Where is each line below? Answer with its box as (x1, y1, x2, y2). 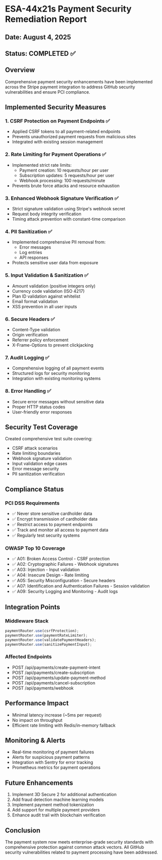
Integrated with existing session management (12, 139, 103, 145)
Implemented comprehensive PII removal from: (12, 239, 106, 245)
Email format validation (12, 298, 58, 304)
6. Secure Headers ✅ (5, 316, 55, 322)
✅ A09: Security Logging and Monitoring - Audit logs (12, 589, 118, 594)
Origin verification (12, 332, 49, 337)
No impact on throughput (12, 717, 63, 723)
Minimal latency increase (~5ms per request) (12, 712, 102, 718)
